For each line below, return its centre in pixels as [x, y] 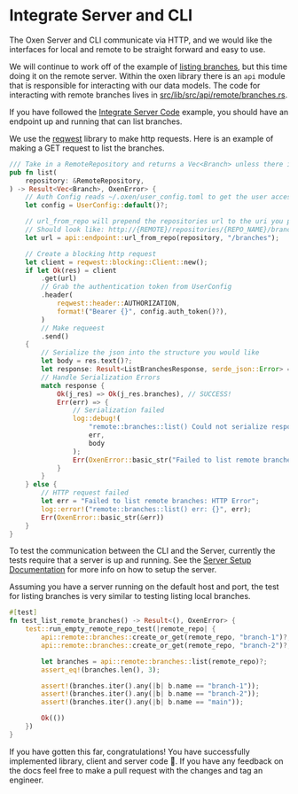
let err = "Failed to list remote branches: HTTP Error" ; [150, 502]
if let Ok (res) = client [71, 270]
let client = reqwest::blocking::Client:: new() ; [117, 262]
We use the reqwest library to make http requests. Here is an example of [141, 138]
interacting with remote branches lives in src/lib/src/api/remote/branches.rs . [149, 95]
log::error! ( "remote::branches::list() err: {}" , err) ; [146, 509]
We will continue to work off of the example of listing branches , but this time [149, 66]
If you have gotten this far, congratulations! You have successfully [129, 751]
